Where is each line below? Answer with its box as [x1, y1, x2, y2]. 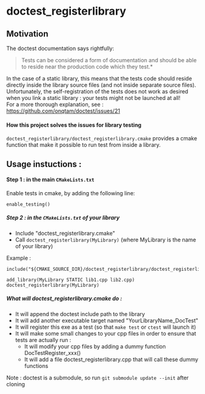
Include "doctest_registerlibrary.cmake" [15, 229, 115, 237]
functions [24, 362, 49, 370]
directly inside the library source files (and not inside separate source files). [6, 81, 196, 88]
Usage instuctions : [6, 159, 82, 169]
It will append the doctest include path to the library [15, 310, 145, 318]
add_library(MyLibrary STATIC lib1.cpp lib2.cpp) [6, 276, 135, 283]
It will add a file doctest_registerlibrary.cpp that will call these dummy [24, 356, 198, 363]
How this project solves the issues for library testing [6, 121, 142, 129]
